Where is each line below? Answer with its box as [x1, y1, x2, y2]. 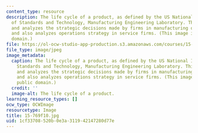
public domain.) [16, 80, 57, 86]
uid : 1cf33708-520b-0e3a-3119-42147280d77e [6, 118, 115, 124]
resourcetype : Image [6, 107, 57, 113]
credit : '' [11, 85, 38, 91]
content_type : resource [6, 8, 65, 15]
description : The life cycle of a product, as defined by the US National [6, 14, 194, 20]
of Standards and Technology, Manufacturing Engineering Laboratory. [11, 19, 186, 25]
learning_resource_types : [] [6, 96, 78, 102]
